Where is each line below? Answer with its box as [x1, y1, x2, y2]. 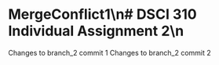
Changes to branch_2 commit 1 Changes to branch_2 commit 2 [8, 48, 212, 57]
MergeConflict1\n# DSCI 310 [8, 5, 198, 23]
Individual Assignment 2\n [8, 22, 184, 40]
